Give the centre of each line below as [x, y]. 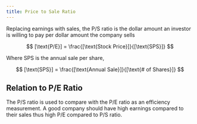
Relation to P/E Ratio [45, 88]
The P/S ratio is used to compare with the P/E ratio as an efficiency [88, 102]
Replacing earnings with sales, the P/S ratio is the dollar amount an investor [99, 28]
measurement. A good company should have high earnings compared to [95, 109]
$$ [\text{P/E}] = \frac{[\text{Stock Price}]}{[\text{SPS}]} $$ [100, 46]
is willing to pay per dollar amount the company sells [71, 35]
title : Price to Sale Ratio [41, 12]
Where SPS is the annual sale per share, [55, 58]
